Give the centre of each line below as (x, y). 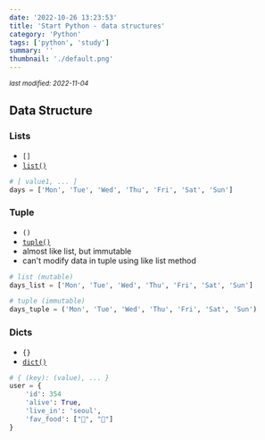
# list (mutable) (41, 277)
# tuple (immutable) (48, 301)
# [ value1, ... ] (43, 181)
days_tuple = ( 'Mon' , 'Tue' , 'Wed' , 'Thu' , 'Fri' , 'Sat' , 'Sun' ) (133, 310)
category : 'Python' (46, 34)
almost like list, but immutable (77, 251)
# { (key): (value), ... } (59, 378)
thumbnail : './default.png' (62, 59)
